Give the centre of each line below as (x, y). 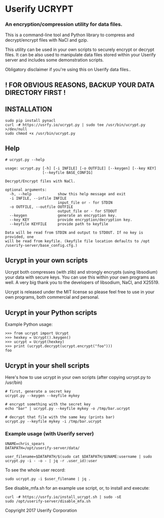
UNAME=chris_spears (25, 444)
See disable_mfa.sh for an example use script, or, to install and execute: (78, 488)
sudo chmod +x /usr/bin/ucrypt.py (40, 133)
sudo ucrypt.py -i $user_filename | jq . (48, 479)
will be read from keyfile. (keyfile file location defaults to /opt (78, 241)
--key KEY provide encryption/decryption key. (71, 220)
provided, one (20, 237)
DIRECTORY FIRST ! (35, 92)
